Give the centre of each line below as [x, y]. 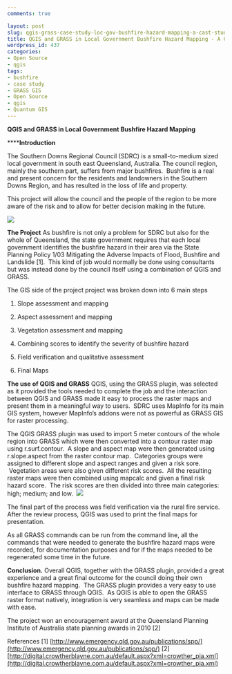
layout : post [26, 26]
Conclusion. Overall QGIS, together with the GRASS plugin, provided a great [116, 570]
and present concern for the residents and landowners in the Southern [107, 178]
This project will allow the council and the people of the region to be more [112, 198]
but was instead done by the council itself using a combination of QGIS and [114, 269]
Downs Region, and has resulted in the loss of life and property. [97, 185]
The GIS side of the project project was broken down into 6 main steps [108, 290]
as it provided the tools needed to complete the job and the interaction [107, 391]
